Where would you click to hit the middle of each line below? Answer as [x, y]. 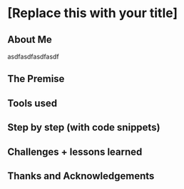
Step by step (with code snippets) [84, 127]
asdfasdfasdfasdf [33, 56]
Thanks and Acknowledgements [81, 176]
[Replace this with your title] [93, 13]
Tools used [32, 103]
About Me [30, 40]
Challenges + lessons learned [75, 152]
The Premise [36, 79]
